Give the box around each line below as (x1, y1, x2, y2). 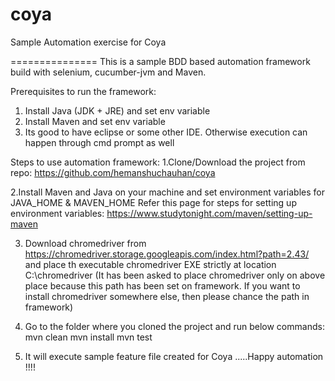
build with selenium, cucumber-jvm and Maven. (10, 66, 207, 78)
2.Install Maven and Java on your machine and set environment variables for (10, 186, 325, 198)
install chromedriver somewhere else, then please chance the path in (24, 290, 310, 302)
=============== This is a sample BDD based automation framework (10, 55, 311, 67)
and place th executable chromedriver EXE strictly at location (24, 258, 277, 270)
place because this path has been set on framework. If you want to (24, 279, 301, 292)
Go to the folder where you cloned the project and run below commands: (24, 320, 325, 332)
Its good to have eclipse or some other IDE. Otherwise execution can (24, 126, 308, 138)
